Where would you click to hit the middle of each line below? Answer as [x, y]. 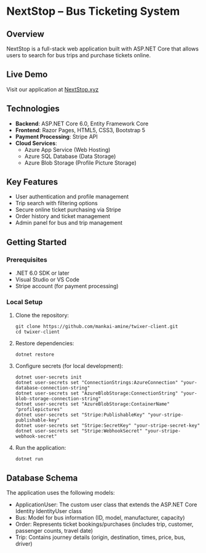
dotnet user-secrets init [48, 377]
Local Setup [25, 302]
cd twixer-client [38, 332]
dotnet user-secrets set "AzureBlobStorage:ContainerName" [93, 404]
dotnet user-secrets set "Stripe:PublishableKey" [80, 415]
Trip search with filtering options [57, 203]
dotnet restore [35, 355]
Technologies [33, 109]
